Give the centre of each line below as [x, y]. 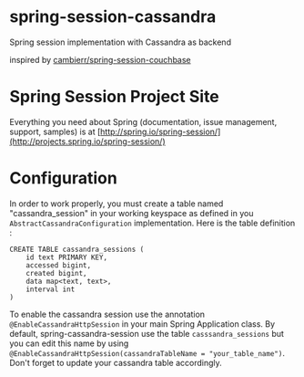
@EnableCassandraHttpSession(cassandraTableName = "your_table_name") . [147, 352]
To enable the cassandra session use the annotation [107, 314]
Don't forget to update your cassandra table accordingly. [116, 362]
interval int [51, 289]
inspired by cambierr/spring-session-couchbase [100, 59]
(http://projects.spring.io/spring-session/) [87, 141]
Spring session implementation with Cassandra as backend [121, 42]
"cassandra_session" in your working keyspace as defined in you [132, 213]
